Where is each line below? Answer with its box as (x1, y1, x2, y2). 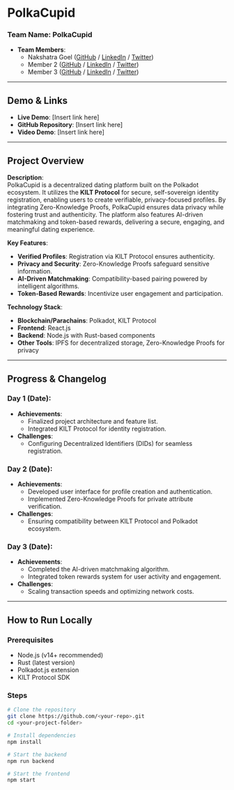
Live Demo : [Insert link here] (17, 113, 100, 121)
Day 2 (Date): (7, 464, 53, 474)
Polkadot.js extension (17, 666, 79, 674)
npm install (7, 738, 42, 745)
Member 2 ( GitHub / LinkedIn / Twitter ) (27, 61, 139, 69)
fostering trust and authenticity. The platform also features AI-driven (7, 211, 203, 219)
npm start (7, 777, 36, 784)
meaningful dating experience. (7, 225, 95, 234)
